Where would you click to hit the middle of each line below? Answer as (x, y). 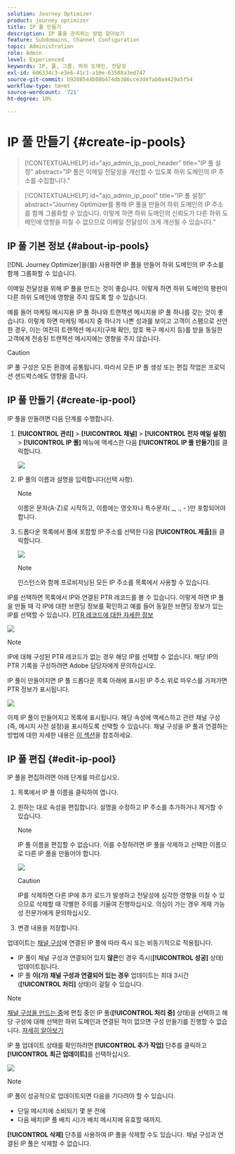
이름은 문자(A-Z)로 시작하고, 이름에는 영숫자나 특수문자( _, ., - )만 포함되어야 (121, 508)
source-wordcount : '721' (43, 92)
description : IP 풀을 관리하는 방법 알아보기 (66, 33)
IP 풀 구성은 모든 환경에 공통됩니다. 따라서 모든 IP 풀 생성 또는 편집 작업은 (107, 367)
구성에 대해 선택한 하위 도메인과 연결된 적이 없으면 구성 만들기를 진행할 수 (115, 1022)
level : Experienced (36, 60)
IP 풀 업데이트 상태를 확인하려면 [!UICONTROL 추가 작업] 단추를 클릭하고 (107, 1046)
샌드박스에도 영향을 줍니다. (51, 376)
